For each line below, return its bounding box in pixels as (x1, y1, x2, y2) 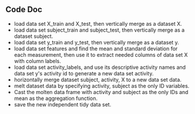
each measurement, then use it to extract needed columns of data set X (14, 51, 189, 58)
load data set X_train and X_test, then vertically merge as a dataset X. (14, 20, 183, 27)
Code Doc (5, 5, 42, 15)
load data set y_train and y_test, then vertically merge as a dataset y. (14, 39, 180, 46)
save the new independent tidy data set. (14, 101, 112, 108)
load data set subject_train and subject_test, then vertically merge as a (14, 26, 185, 33)
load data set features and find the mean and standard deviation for (14, 45, 178, 52)
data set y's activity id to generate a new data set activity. (14, 70, 154, 77)
